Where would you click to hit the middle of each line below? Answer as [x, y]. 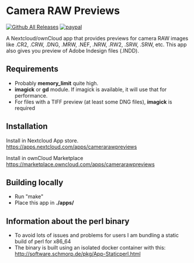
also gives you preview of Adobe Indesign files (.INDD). [72, 50]
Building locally [35, 182]
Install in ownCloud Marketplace [45, 158]
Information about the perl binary [68, 221]
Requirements [32, 69]
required [25, 108]
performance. [31, 95]
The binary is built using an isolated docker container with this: [90, 248]
